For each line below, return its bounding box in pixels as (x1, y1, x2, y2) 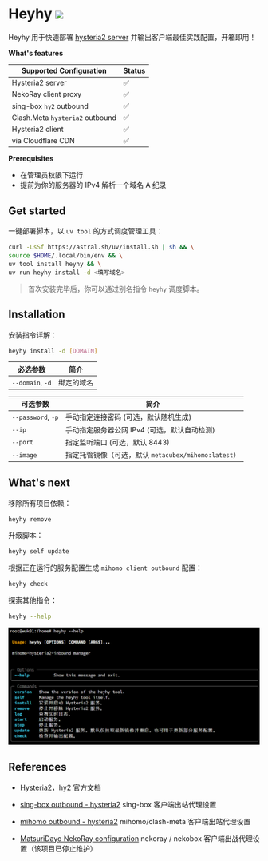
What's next (8, 476, 70, 490)
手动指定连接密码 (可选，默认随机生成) (65, 413, 192, 422)
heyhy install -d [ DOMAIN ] (8, 347, 98, 355)
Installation (8, 308, 65, 321)
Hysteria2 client (11, 125, 64, 134)
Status (123, 66, 146, 76)
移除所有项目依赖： (8, 498, 72, 508)
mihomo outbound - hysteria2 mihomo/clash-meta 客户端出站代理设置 (19, 816, 251, 826)
